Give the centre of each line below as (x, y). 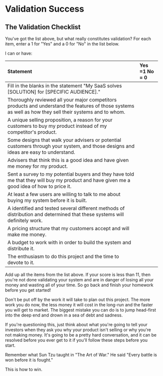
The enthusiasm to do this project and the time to (63, 256)
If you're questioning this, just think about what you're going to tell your (76, 325)
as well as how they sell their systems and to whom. (66, 112)
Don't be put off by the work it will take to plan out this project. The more (78, 299)
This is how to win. (24, 369)
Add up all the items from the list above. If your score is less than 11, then (78, 275)
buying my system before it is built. (47, 200)
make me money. (27, 234)
